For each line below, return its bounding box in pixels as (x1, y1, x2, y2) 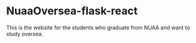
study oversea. (6, 30, 43, 37)
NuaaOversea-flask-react (6, 4, 138, 18)
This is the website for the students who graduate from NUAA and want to (6, 24, 190, 31)
